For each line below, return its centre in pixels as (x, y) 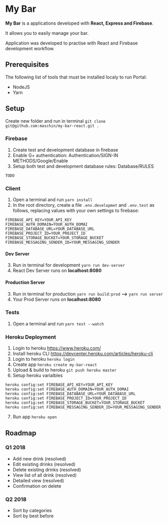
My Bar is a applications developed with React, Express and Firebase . (79, 23)
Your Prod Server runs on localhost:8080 (57, 299)
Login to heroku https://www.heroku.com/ (57, 348)
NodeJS (21, 87)
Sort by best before (33, 516)
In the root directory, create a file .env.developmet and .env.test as (83, 205)
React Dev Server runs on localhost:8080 (57, 270)
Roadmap (21, 433)
